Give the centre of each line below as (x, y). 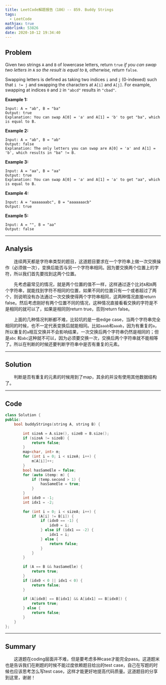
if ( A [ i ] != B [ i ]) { (53, 516)
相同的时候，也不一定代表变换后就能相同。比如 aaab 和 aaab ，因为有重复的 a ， (82, 325)
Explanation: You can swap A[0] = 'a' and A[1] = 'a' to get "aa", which (83, 179)
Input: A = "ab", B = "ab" (33, 140)
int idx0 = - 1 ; (39, 498)
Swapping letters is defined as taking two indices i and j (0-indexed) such (81, 79)
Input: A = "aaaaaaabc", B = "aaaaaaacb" (48, 202)
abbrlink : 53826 (22, 28)
